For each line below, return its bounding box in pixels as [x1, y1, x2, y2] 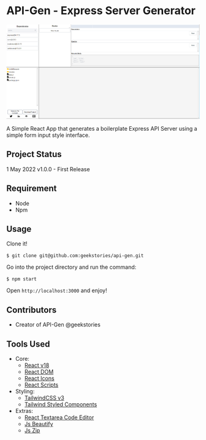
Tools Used [6, 339, 50, 349]
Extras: [15, 407, 34, 414]
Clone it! [6, 240, 28, 247]
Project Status [6, 149, 63, 160]
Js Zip [24, 426, 40, 434]
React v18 [24, 361, 50, 369]
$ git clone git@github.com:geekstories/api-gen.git [6, 253, 144, 259]
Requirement [6, 183, 57, 194]
